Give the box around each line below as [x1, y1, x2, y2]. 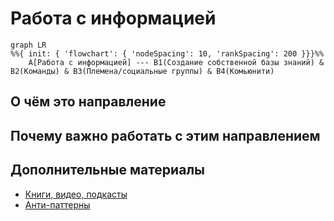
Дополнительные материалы [10, 162, 206, 179]
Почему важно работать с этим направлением [10, 127, 321, 144]
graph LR [10, 40, 47, 50]
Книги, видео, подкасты [24, 188, 128, 200]
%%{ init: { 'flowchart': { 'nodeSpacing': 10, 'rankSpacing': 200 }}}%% [10, 48, 325, 59]
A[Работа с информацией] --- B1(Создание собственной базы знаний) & [28, 57, 325, 67]
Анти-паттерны [24, 198, 91, 211]
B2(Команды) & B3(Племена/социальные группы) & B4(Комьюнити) [10, 66, 275, 76]
